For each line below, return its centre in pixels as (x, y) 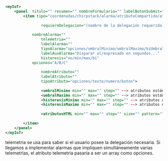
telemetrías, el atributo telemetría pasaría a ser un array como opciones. (79, 153)
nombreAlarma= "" (49, 35)
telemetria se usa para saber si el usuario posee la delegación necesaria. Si (83, 142)
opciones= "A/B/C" (50, 63)
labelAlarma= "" (56, 44)
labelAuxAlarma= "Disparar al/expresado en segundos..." (100, 53)
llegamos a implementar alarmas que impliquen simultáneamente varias (79, 147)
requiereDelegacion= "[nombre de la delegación (90, 25)
